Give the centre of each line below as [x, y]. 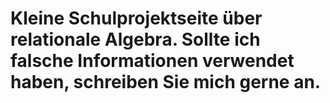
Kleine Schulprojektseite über [136, 18]
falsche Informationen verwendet [152, 61]
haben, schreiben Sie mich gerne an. [166, 82]
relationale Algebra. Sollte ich [135, 39]
